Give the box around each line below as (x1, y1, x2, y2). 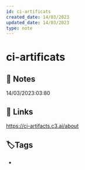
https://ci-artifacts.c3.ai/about (6, 122, 79, 130)
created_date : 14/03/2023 (6, 14, 69, 20)
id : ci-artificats (6, 8, 51, 15)
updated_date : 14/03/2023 (6, 19, 69, 25)
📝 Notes (6, 74, 36, 84)
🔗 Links (6, 107, 33, 117)
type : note (6, 25, 33, 31)
